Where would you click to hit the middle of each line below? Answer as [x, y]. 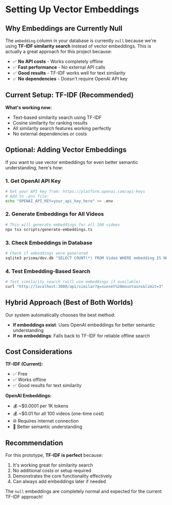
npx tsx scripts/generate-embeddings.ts [49, 229]
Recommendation [34, 443]
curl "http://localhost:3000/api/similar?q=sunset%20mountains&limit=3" [84, 286]
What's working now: [29, 107]
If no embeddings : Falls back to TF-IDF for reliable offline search [81, 335]
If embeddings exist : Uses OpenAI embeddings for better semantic [84, 325]
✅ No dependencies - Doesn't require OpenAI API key [70, 79]
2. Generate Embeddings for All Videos [55, 214]
